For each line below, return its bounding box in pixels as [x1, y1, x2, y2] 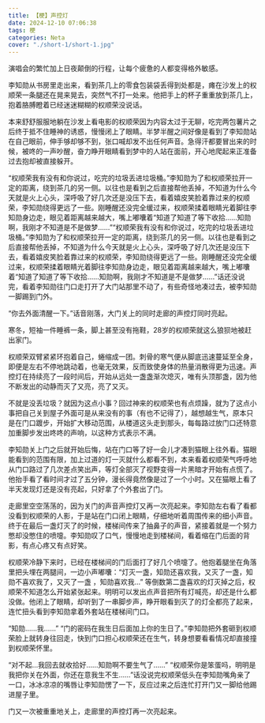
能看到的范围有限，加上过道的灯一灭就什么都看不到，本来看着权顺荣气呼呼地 [8, 455, 257, 465]
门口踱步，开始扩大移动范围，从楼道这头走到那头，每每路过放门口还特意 [21, 418, 257, 427]
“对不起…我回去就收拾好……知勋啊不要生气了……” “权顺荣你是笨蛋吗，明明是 [8, 661, 256, 670]
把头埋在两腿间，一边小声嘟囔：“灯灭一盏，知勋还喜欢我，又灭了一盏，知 [14, 567, 254, 577]
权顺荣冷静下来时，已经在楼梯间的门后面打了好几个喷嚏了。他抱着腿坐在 [8, 558, 243, 567]
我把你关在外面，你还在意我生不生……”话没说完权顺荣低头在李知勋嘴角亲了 [8, 670, 251, 680]
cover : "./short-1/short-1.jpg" [8, 41, 114, 49]
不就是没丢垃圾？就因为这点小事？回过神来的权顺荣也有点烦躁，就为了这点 [8, 398, 250, 408]
